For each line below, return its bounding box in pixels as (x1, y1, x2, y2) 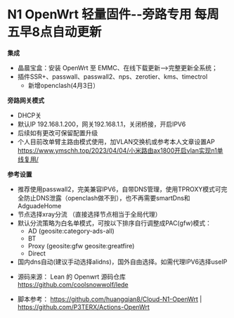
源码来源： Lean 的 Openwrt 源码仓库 (17, 272, 126, 281)
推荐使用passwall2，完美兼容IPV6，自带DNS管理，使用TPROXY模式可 (17, 184, 221, 193)
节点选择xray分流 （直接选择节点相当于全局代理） (17, 210, 162, 218)
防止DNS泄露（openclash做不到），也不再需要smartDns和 (23, 193, 191, 202)
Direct (27, 249, 46, 257)
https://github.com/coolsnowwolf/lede (17, 280, 129, 288)
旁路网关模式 (7, 96, 44, 104)
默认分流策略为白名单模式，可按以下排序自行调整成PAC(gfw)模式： (17, 219, 212, 227)
